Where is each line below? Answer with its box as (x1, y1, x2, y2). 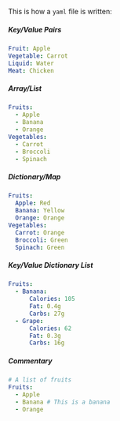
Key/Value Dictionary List (8, 261, 93, 269)
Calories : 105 (28, 295, 76, 303)
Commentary (8, 355, 53, 366)
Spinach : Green (15, 243, 65, 251)
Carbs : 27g (28, 310, 65, 318)
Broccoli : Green (15, 236, 68, 244)
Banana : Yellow (15, 207, 65, 215)
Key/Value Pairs (8, 24, 62, 34)
